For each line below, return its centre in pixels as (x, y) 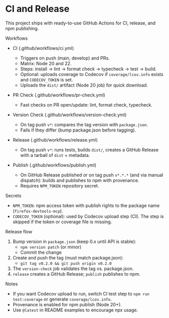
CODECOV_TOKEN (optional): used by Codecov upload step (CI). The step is (88, 216)
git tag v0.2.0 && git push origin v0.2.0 (66, 263)
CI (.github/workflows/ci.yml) (43, 48)
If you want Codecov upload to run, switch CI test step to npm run (81, 294)
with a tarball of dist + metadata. (55, 155)
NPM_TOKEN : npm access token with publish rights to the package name (86, 205)
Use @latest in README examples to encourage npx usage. (75, 310)
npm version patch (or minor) (51, 247)
